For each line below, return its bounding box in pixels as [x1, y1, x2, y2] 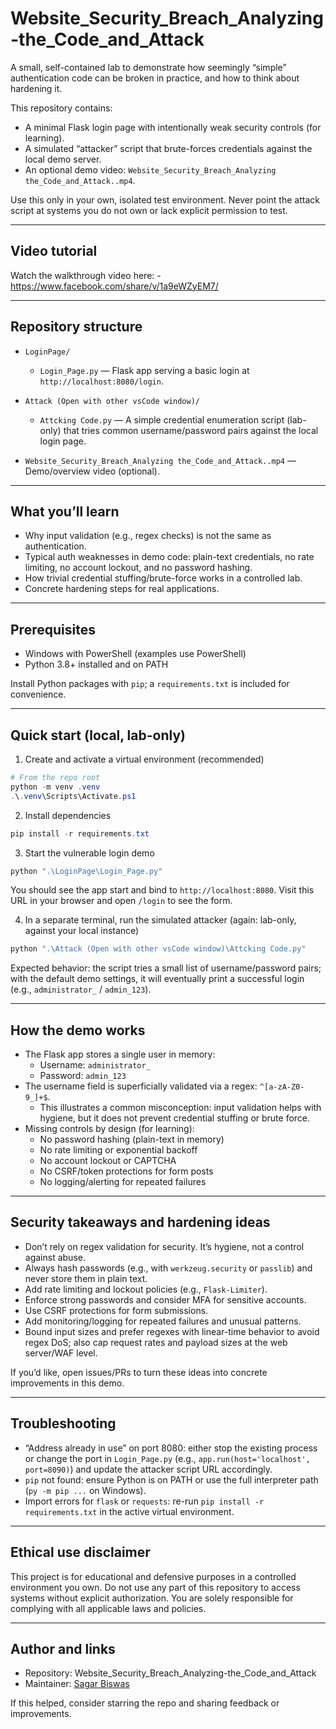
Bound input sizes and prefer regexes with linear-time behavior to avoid [24, 1325, 320, 1337]
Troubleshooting [10, 1415, 117, 1432]
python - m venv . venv [10, 782, 101, 792]
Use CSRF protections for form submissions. [24, 1304, 209, 1316]
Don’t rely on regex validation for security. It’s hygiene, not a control [24, 1240, 305, 1252]
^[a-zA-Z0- [259, 1082, 305, 1092]
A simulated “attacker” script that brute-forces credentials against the [24, 142, 313, 154]
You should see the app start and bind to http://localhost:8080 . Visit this [10, 884, 315, 896]
